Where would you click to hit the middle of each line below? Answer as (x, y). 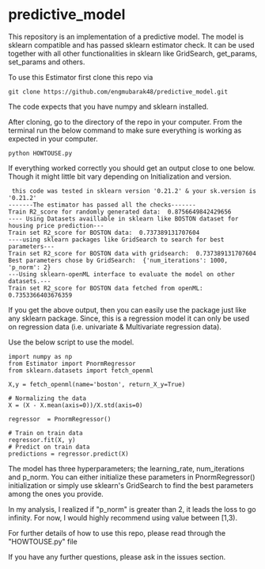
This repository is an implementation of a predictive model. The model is (126, 37)
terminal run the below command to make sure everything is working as (125, 130)
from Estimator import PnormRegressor (72, 363)
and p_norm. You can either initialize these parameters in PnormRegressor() (132, 477)
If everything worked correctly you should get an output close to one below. (132, 167)
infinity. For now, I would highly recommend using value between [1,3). (123, 517)
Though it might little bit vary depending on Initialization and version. (120, 176)
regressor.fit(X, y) (42, 440)
